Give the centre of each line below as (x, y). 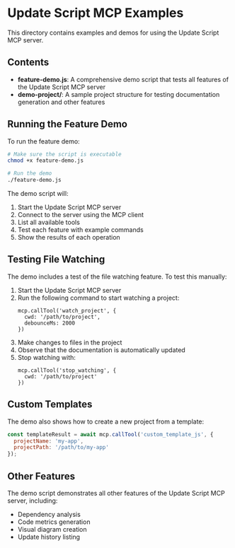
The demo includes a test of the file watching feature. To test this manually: (117, 276)
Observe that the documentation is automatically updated (101, 350)
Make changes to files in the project (70, 342)
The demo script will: (38, 194)
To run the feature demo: (44, 141)
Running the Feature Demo (67, 124)
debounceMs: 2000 (50, 323)
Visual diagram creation (52, 529)
